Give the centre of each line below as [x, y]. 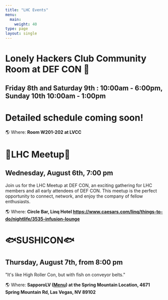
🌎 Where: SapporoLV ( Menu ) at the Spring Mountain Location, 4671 [78, 285]
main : [16, 19]
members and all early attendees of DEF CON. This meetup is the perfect [81, 191]
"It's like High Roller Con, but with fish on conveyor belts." [65, 275]
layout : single [21, 33]
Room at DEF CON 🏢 [47, 69]
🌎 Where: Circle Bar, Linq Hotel [39, 211]
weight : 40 [26, 24]
